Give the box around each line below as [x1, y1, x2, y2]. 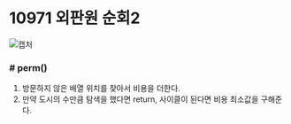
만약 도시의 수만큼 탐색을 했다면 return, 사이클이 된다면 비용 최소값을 [21, 94, 259, 105]
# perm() [9, 61, 48, 74]
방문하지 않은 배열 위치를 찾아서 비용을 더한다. [21, 83, 181, 94]
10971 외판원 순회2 [9, 8, 141, 28]
